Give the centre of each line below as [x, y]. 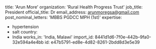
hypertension [25, 27]
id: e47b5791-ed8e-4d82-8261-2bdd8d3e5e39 [92, 42]
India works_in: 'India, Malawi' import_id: [53, 37]
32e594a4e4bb [28, 42]
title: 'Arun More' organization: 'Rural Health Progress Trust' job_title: [74, 7]
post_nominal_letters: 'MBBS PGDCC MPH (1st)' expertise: [64, 17]
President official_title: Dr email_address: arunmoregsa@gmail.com [72, 12]
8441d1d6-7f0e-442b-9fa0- [123, 37]
